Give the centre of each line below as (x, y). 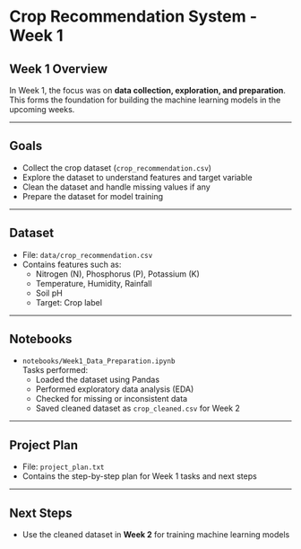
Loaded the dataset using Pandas (97, 380)
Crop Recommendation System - (133, 17)
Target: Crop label (69, 302)
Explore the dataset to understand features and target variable (137, 177)
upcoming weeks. (42, 109)
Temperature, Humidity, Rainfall (94, 283)
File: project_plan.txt (63, 467)
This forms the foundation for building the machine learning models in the (145, 100)
